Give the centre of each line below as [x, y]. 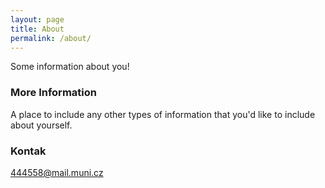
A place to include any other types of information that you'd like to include [163, 114]
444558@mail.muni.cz [57, 172]
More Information [53, 93]
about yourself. [41, 125]
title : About [37, 29]
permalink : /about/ [51, 38]
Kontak [28, 151]
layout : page [37, 19]
